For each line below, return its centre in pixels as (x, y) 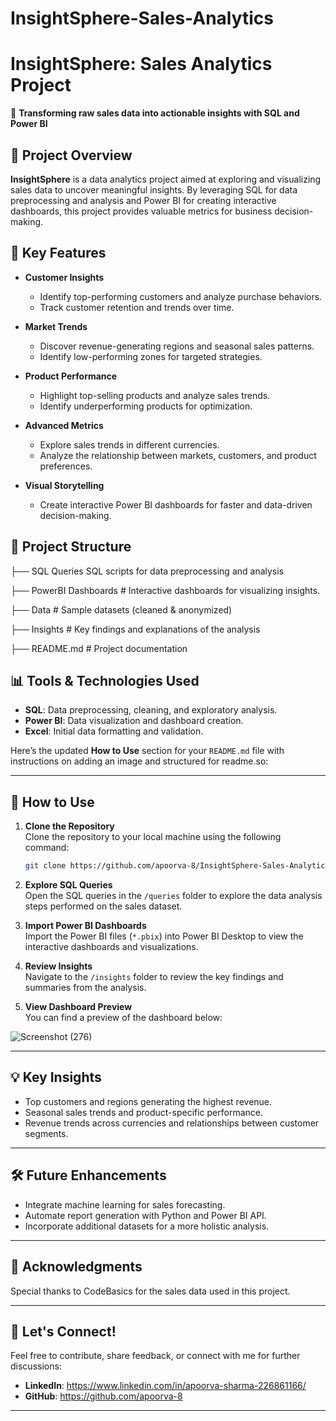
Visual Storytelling (64, 485)
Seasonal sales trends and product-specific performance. (143, 1112)
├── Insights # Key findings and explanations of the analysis (135, 629)
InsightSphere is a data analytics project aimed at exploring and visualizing (166, 179)
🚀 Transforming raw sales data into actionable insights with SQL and (155, 113)
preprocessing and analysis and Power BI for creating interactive (143, 200)
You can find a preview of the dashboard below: (123, 1018)
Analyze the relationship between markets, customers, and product (178, 455)
